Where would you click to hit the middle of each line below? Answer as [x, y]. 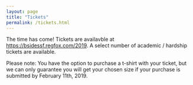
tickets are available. [31, 52]
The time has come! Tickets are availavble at [60, 40]
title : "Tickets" [27, 17]
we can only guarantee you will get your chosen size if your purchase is [93, 70]
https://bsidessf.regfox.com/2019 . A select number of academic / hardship [97, 45]
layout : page [22, 12]
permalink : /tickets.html [38, 22]
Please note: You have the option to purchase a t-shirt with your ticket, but [97, 63]
